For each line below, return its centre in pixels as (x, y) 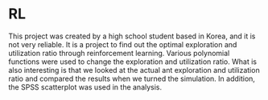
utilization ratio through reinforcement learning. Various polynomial (119, 53)
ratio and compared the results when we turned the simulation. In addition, (132, 78)
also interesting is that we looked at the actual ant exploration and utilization (134, 70)
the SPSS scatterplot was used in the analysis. (85, 87)
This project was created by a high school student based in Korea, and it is (132, 36)
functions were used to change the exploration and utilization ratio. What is (133, 62)
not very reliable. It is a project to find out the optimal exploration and (123, 44)
